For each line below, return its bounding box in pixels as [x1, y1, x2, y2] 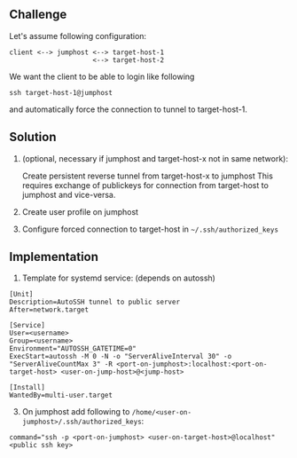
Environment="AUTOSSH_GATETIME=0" [9, 344, 137, 353]
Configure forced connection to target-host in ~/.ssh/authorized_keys [21, 224, 279, 234]
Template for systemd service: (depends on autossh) [21, 272, 215, 283]
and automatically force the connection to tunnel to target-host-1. [9, 104, 248, 114]
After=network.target [9, 305, 90, 314]
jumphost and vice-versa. [21, 189, 116, 200]
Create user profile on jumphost [21, 206, 139, 217]
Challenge [9, 7, 67, 22]
